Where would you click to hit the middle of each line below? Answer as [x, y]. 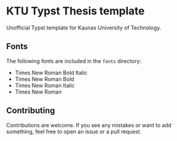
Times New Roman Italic [45, 85]
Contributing [31, 111]
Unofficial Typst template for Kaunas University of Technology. [84, 28]
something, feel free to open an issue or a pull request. [74, 131]
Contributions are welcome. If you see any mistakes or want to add [89, 125]
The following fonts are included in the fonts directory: [74, 61]
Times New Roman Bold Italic [51, 73]
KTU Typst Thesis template [76, 11]
